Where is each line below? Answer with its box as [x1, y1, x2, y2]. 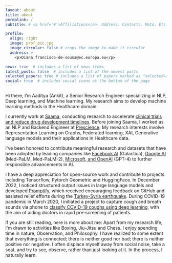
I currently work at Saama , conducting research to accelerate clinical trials [5, 113, 162, 119]
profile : [5, 31, 24, 36]
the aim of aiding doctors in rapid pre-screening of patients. [5, 210, 132, 215]
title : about [5, 12, 33, 17]
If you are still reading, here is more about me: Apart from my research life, [5, 219, 163, 226]
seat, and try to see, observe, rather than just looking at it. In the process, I [5, 247, 163, 253]
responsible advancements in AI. [5, 161, 74, 167]
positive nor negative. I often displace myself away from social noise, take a [5, 241, 165, 247]
